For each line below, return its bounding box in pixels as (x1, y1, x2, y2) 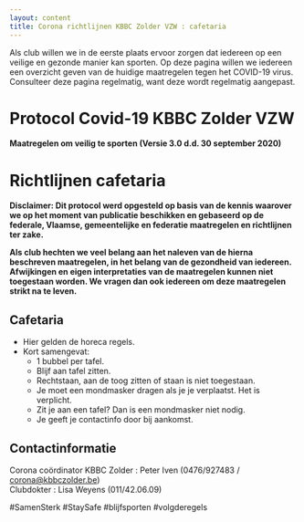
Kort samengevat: (22, 346, 89, 357)
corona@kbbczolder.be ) (9, 475, 100, 485)
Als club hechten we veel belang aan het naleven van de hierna (9, 247, 254, 258)
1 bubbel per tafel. (36, 356, 105, 367)
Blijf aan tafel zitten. (36, 366, 111, 377)
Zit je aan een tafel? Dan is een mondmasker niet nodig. (36, 404, 246, 415)
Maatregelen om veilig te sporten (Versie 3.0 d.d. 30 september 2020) (9, 138, 282, 149)
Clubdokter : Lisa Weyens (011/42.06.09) (9, 485, 162, 495)
